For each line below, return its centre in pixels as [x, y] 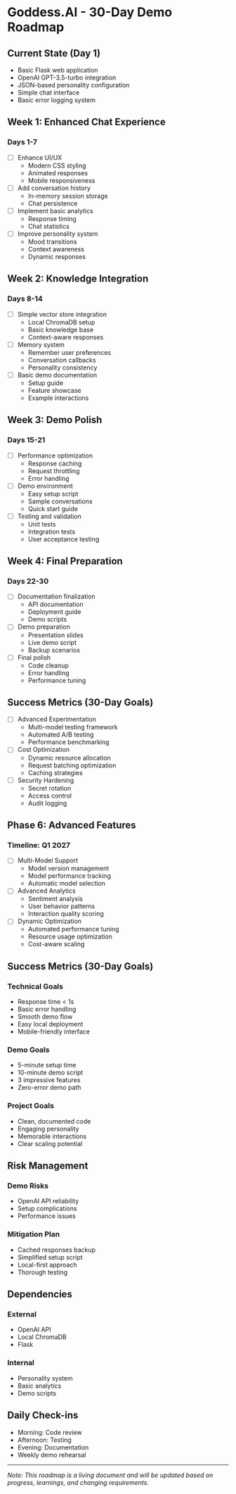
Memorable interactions [52, 1136]
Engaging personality [48, 1129]
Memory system [41, 344]
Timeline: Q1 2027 [39, 845]
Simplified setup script [50, 1257]
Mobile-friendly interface [53, 1031]
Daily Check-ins [43, 1415]
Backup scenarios [54, 650]
